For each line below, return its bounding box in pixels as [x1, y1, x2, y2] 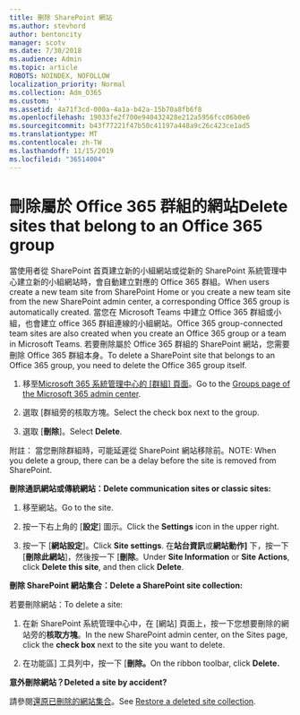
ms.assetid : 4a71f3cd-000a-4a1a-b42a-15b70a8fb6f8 [9, 105, 202, 114]
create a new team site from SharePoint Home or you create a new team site [9, 287, 291, 297]
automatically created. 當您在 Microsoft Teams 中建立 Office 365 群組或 [9, 306, 274, 318]
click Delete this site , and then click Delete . [21, 562, 184, 573]
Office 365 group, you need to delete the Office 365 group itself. [9, 360, 247, 371]
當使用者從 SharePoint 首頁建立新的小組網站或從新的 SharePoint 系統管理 [9, 265, 279, 276]
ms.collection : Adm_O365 [9, 88, 102, 97]
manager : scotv [9, 38, 66, 47]
